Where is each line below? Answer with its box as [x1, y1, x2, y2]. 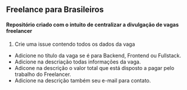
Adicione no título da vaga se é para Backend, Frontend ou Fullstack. [14, 52, 181, 59]
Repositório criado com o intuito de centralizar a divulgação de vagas [6, 21, 179, 28]
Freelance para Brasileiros [6, 5, 104, 15]
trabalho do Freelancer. [14, 71, 72, 78]
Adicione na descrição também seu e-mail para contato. [14, 76, 151, 84]
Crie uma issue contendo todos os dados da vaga [14, 41, 135, 48]
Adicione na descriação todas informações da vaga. [14, 58, 141, 65]
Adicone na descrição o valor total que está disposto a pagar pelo [14, 64, 175, 71]
